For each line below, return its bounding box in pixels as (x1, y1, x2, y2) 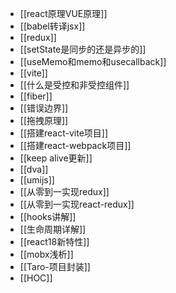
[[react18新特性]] (19, 236, 90, 247)
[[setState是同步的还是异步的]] (19, 43, 147, 55)
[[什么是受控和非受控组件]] (19, 79, 130, 91)
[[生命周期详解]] (19, 223, 87, 235)
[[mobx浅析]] (19, 248, 74, 260)
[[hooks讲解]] (19, 211, 77, 222)
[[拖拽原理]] (19, 115, 69, 126)
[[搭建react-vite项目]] (19, 127, 109, 139)
